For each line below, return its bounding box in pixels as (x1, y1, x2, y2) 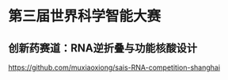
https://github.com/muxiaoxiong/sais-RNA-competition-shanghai (8, 63, 220, 72)
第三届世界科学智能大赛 (8, 7, 161, 25)
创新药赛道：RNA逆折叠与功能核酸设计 (8, 41, 198, 55)
